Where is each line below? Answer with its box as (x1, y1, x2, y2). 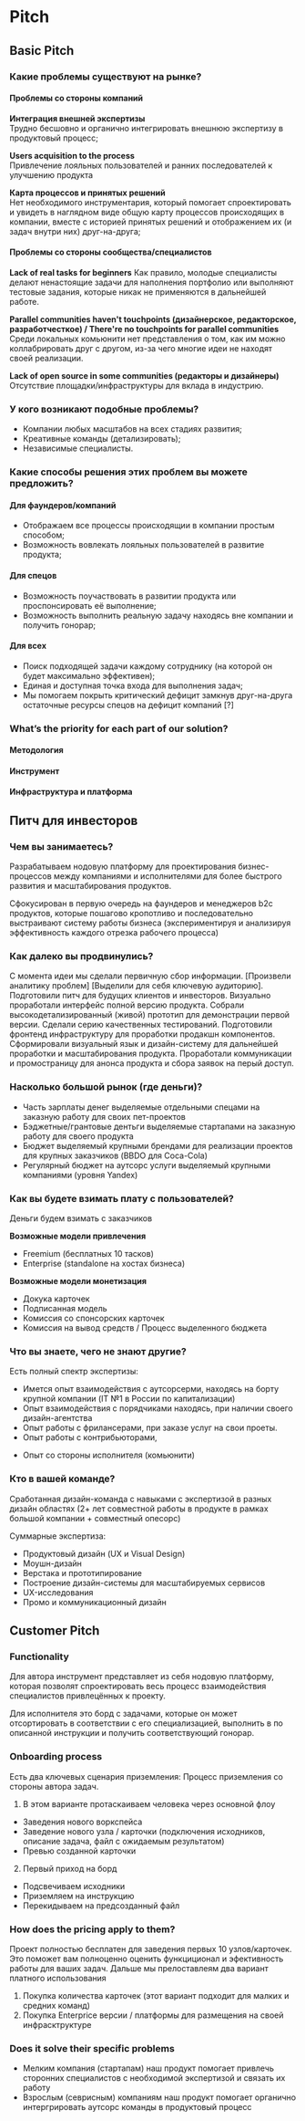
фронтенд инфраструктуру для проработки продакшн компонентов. (9, 1029, 276, 1040)
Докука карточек (22, 1293, 90, 1304)
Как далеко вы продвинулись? (9, 950, 154, 963)
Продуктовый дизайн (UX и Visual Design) (22, 1548, 186, 1559)
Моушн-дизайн (22, 1558, 82, 1569)
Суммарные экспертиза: (9, 1531, 107, 1541)
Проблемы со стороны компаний (9, 93, 144, 104)
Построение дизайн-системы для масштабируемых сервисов (22, 1577, 266, 1588)
